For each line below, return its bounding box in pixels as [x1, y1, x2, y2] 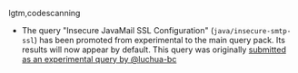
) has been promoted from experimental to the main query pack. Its [34, 35, 285, 45]
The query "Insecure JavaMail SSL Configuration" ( [21, 25, 214, 35]
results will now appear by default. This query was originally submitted [21, 44, 287, 55]
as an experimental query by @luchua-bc [21, 54, 177, 64]
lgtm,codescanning [8, 8, 81, 18]
